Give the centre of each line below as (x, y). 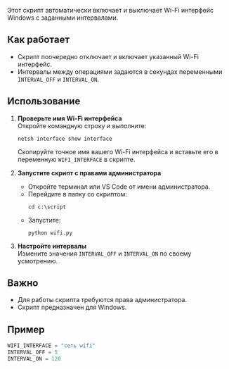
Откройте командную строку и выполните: (82, 125)
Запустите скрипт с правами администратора (89, 173)
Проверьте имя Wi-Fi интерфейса (70, 118)
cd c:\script (47, 207)
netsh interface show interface (65, 139)
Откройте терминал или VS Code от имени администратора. (119, 187)
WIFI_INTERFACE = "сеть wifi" (52, 346)
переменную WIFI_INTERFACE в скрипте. (76, 159)
